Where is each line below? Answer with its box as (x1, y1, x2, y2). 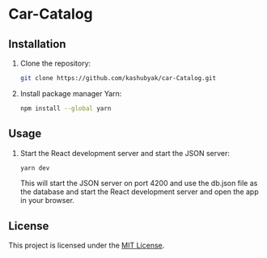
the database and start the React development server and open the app (19, 187, 259, 197)
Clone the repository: (19, 58, 91, 68)
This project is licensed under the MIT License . (8, 240, 165, 251)
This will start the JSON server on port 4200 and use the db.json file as (19, 179, 258, 188)
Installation (8, 37, 66, 51)
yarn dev (19, 163, 50, 172)
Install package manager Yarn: (19, 88, 122, 98)
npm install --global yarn (19, 104, 112, 112)
